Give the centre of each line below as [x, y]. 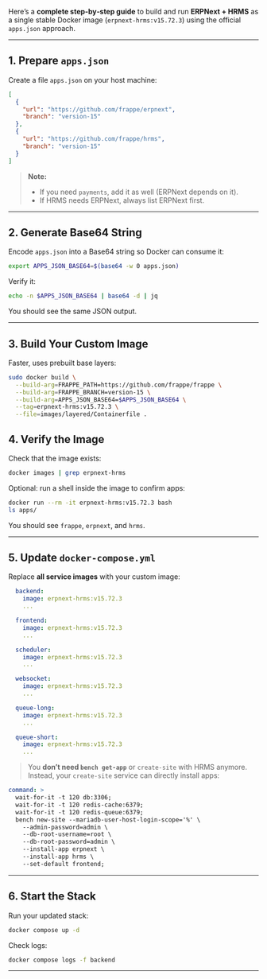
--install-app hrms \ [58, 857]
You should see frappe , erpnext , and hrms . [77, 525]
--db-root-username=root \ [67, 834]
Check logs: [28, 945]
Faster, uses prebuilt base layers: [62, 363]
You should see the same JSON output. [73, 311]
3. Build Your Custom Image [78, 344]
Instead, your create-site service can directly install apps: [124, 775]
